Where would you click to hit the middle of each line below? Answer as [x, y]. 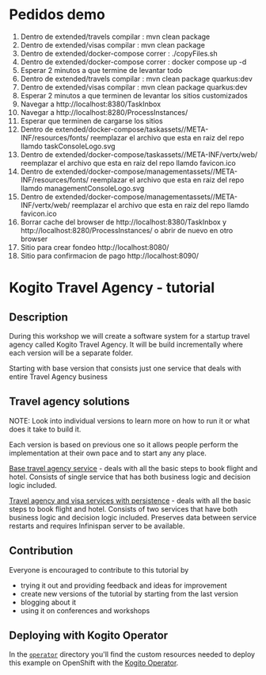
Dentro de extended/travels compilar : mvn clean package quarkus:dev [136, 79]
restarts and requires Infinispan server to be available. [97, 526]
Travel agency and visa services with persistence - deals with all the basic [130, 500]
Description [38, 317]
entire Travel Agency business [58, 376]
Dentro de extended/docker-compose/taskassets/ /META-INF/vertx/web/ [139, 154]
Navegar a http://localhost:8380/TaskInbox [91, 104]
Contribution [41, 551]
